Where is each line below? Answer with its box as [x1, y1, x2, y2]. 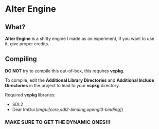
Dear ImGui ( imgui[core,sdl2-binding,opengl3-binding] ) [12, 106, 124, 112]
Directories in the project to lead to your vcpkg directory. [5, 82, 120, 88]
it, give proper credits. [5, 41, 50, 47]
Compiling [5, 55, 37, 63]
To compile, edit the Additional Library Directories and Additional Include [5, 77, 155, 83]
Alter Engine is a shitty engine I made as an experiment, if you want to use [5, 36, 155, 41]
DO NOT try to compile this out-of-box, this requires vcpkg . [5, 68, 124, 74]
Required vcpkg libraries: [5, 92, 56, 98]
